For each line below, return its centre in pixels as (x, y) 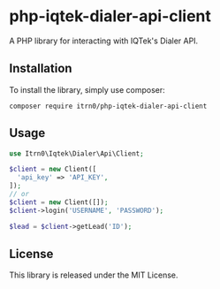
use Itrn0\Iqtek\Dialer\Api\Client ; (76, 153)
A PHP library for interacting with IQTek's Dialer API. (104, 41)
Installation (41, 68)
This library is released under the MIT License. (94, 275)
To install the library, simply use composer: (87, 89)
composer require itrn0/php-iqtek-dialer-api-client (108, 106)
